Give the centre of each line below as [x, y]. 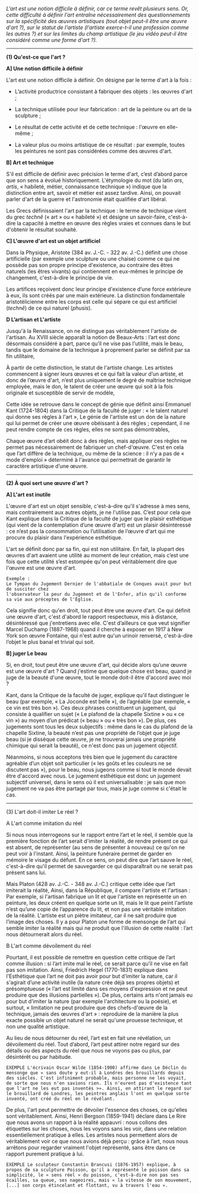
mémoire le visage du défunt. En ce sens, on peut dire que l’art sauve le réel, [99, 860]
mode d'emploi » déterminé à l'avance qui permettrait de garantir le [89, 460]
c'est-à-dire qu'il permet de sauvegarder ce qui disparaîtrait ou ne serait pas [99, 866]
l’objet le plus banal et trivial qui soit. [50, 642]
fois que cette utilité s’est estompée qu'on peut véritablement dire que [92, 561]
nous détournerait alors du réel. [44, 934]
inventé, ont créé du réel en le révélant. [61, 1099]
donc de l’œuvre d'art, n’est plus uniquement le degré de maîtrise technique [99, 380]
